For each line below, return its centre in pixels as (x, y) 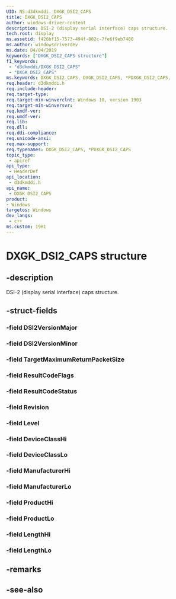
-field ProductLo (30, 518)
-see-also (25, 590)
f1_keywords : (22, 61)
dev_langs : (20, 216)
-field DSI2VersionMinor (42, 343)
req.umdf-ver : (24, 116)
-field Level (23, 423)
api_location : (24, 177)
